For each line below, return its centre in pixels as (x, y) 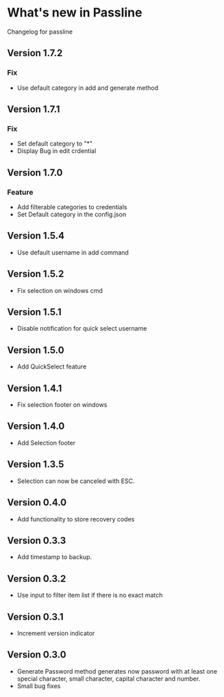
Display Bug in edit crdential (57, 151)
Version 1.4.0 (36, 426)
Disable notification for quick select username (82, 329)
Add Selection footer (46, 442)
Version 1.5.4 (36, 236)
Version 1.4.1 (35, 388)
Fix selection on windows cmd (60, 290)
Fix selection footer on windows (62, 405)
